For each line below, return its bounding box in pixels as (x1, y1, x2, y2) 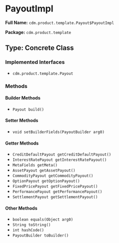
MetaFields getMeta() (12, 163, 57, 168)
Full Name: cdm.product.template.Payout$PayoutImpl (5, 19, 114, 25)
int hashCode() (12, 228, 44, 233)
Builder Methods (5, 95, 41, 101)
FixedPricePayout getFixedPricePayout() (12, 184, 98, 189)
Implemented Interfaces (5, 58, 65, 65)
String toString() (12, 222, 51, 227)
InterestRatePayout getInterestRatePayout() (12, 157, 107, 162)
